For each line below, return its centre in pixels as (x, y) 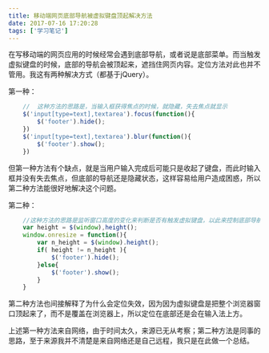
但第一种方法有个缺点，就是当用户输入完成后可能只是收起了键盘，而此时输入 (134, 168)
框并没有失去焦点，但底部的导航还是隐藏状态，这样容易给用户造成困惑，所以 (134, 178)
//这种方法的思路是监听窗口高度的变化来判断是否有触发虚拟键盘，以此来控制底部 (137, 220)
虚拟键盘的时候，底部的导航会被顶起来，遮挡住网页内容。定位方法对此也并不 (134, 64)
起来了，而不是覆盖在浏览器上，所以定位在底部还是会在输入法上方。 (134, 314)
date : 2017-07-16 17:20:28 (53, 23)
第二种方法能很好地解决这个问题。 (64, 188)
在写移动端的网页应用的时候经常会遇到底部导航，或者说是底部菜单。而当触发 (134, 55)
